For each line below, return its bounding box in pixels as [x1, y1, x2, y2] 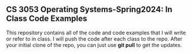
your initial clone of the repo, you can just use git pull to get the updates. [6, 41, 182, 48]
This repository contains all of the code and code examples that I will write [6, 29, 186, 36]
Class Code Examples [6, 14, 87, 24]
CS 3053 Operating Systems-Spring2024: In [6, 5, 173, 15]
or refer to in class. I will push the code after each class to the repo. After [6, 35, 183, 42]
